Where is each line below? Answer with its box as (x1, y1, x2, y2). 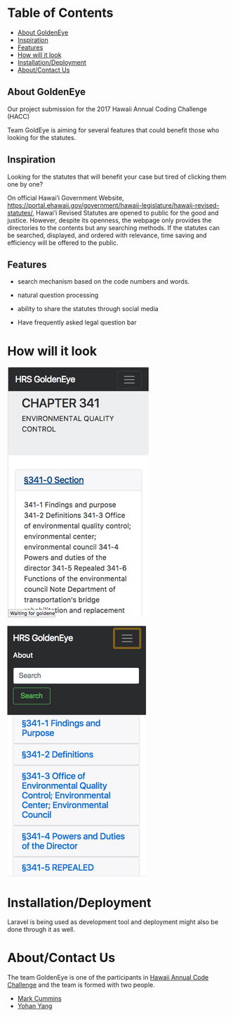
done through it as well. (7, 926, 75, 934)
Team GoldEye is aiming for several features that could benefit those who (7, 125, 220, 134)
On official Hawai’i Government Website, (7, 194, 124, 202)
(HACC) (7, 112, 30, 120)
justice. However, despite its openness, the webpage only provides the (7, 216, 212, 225)
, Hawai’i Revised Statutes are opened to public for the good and (32, 208, 219, 217)
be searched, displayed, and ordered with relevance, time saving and (7, 231, 207, 239)
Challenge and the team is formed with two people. (7, 980, 156, 990)
